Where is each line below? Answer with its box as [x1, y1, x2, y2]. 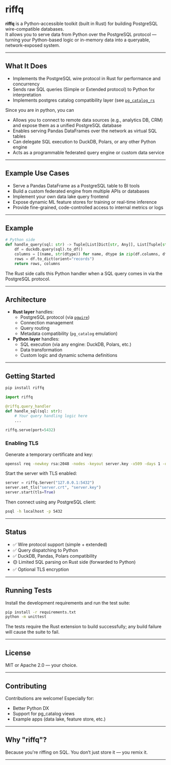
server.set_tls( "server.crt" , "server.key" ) [5, 485, 101, 490]
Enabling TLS [5, 440, 39, 447]
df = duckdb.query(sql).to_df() [14, 247, 83, 252]
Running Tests [5, 586, 52, 595]
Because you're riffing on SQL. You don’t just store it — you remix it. [5, 749, 148, 755]
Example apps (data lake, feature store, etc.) [12, 716, 106, 722]
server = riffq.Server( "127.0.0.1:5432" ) [5, 480, 95, 486]
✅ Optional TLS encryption [12, 566, 69, 572]
